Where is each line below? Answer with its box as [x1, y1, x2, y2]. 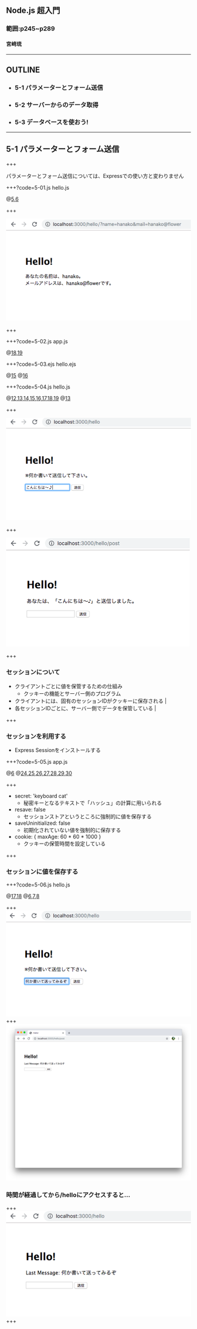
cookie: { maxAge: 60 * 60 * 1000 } [14, 833, 101, 840]
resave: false [14, 806, 46, 813]
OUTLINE [6, 65, 40, 75]
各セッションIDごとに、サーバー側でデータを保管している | [14, 704, 157, 711]
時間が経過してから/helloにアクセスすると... [6, 1191, 131, 1199]
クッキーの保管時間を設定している [23, 840, 106, 847]
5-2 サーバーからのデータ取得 [14, 100, 98, 109]
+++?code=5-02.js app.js [6, 338, 69, 345]
